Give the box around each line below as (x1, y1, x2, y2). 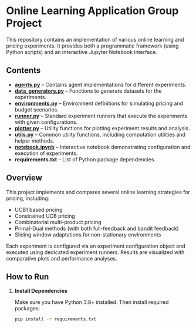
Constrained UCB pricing (14, 212, 75, 219)
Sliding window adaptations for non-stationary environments (14, 231, 161, 238)
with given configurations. (14, 119, 78, 126)
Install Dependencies (14, 288, 67, 295)
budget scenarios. (14, 106, 59, 113)
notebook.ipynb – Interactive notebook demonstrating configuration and (14, 143, 191, 150)
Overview (6, 173, 43, 183)
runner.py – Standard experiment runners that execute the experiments (14, 112, 188, 119)
